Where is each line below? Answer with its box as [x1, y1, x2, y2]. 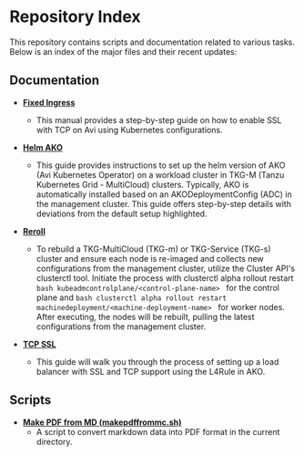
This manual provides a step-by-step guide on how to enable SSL [35, 114, 282, 125]
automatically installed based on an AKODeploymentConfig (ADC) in [35, 189, 293, 200]
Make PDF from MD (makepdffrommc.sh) [22, 417, 182, 428]
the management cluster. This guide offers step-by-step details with [35, 198, 291, 209]
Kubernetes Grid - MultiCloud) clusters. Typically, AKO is [35, 179, 249, 190]
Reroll [22, 225, 46, 236]
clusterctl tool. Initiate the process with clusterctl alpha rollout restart [35, 272, 294, 284]
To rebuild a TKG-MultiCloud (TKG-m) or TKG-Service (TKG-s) [35, 244, 271, 254]
